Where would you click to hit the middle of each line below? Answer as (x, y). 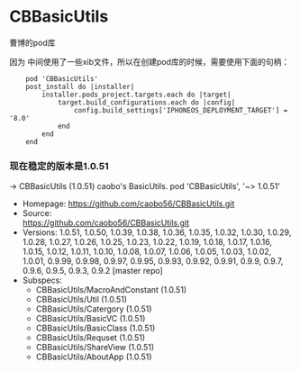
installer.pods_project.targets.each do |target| (136, 95)
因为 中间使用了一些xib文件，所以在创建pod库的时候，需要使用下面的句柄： (150, 61)
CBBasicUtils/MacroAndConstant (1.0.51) (111, 290)
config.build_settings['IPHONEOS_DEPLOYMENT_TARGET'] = (181, 110)
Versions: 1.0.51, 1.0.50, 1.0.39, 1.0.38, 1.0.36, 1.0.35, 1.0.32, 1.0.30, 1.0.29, (157, 232)
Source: (37, 213)
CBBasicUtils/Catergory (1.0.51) (94, 309)
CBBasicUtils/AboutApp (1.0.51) (94, 357)
